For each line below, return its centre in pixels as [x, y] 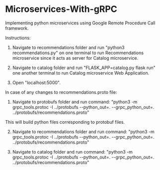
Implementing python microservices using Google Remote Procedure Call [80, 23]
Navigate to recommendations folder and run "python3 [68, 47]
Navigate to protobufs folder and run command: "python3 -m [75, 102]
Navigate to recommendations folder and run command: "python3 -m [83, 131]
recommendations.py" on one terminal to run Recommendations [78, 53]
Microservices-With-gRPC [61, 9]
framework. [17, 28]
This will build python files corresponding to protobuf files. [65, 122]
